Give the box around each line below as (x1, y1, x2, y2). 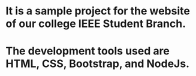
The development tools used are (5, 44, 170, 58)
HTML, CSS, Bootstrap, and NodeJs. (5, 57, 190, 71)
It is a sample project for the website (5, 4, 190, 18)
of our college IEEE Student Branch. (5, 17, 186, 31)
